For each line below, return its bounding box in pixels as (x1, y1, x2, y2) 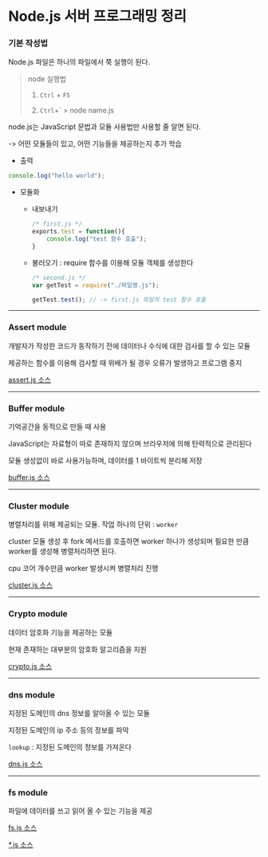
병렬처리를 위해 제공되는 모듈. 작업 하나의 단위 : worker (8, 520, 179, 529)
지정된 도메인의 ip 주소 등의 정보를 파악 (8, 725, 129, 734)
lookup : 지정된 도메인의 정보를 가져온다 (8, 742, 132, 752)
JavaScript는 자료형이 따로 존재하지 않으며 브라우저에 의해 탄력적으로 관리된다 (8, 439, 253, 449)
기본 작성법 (8, 37, 49, 49)
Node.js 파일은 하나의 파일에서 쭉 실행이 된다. (8, 57, 151, 67)
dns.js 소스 (8, 759, 43, 769)
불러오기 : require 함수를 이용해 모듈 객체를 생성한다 (31, 257, 194, 267)
